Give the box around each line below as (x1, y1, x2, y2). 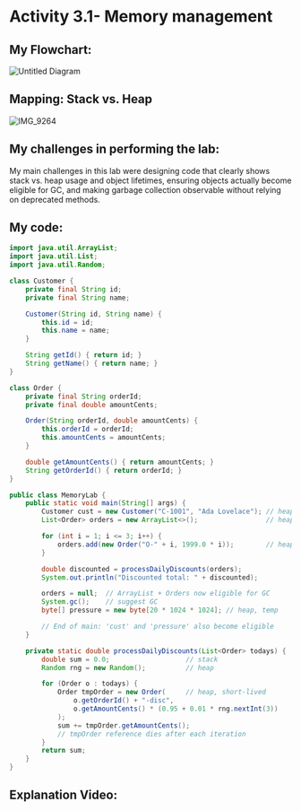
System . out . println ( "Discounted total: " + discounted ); (41, 572, 258, 582)
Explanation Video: (9, 788, 118, 803)
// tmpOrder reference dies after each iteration (56, 729, 246, 738)
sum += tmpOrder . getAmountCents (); (56, 720, 191, 730)
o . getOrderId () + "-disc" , (73, 696, 175, 705)
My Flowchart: (9, 42, 92, 57)
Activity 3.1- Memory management (9, 6, 273, 27)
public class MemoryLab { (9, 491, 106, 500)
